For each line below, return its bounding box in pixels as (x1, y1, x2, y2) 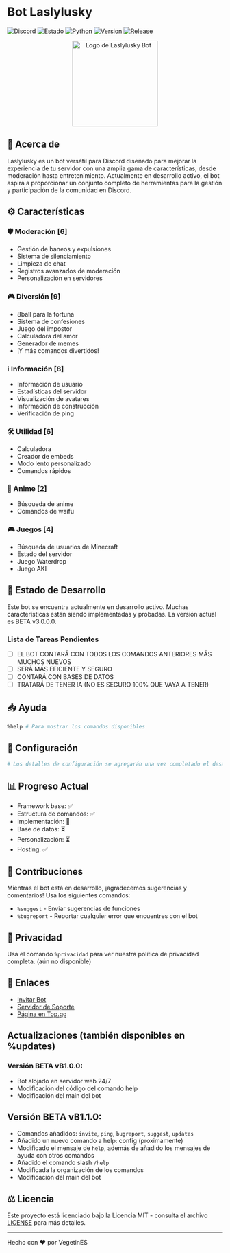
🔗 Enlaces (7, 977, 50, 989)
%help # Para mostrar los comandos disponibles (7, 724, 146, 731)
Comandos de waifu (16, 507, 74, 515)
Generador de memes (16, 339, 79, 347)
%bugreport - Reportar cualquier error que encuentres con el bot (16, 912, 199, 920)
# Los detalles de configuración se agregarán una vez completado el (7, 760, 210, 768)
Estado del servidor (16, 550, 73, 558)
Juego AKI (16, 564, 47, 573)
